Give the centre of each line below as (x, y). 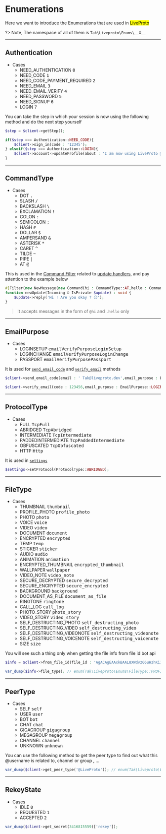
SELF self (31, 708)
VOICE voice (33, 522)
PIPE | (26, 258)
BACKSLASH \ (35, 206)
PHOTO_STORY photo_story (50, 612)
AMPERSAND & (35, 238)
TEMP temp (32, 544)
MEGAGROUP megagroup (46, 735)
